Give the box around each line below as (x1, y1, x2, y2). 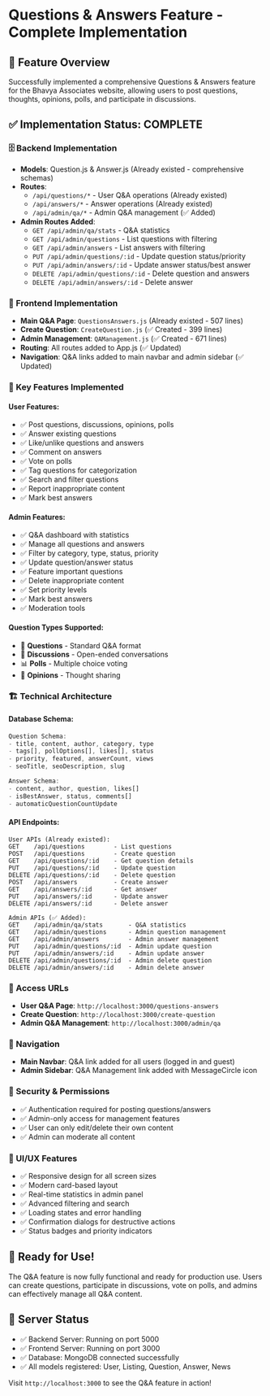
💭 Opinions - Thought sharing (19, 670, 121, 680)
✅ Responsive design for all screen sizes (19, 1171, 156, 1180)
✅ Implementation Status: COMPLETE (8, 118, 203, 132)
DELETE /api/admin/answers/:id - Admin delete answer (8, 963, 205, 971)
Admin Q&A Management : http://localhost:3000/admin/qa (19, 1019, 221, 1028)
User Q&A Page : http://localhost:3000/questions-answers (19, 1001, 219, 1010)
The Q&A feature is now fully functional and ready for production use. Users (8, 1272, 263, 1281)
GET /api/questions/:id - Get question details (8, 857, 195, 865)
